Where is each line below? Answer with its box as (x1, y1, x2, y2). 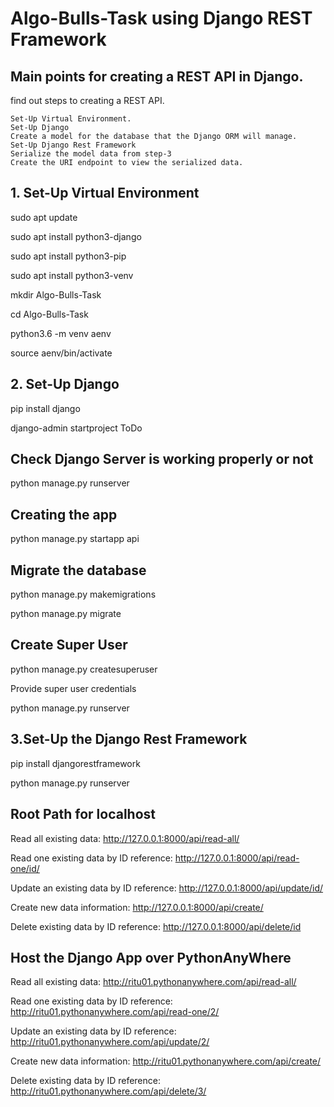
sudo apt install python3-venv (10, 269, 134, 281)
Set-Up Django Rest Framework (10, 140, 137, 150)
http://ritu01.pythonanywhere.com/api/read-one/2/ (10, 1006, 220, 1018)
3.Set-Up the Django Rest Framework (10, 731, 248, 748)
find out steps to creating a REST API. (10, 95, 165, 106)
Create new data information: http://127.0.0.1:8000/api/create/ (10, 901, 264, 913)
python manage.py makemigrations (10, 588, 157, 601)
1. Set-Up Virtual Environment (10, 185, 200, 202)
